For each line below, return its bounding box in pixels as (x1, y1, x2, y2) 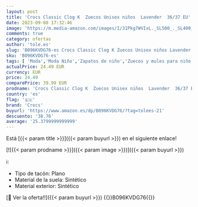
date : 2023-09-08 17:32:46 (6, 20, 72, 25)
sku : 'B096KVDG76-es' (6, 53, 60, 59)
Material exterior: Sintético (14, 183, 80, 190)
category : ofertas (6, 36, 51, 42)
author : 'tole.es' (6, 42, 51, 48)
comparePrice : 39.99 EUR (6, 80, 67, 86)
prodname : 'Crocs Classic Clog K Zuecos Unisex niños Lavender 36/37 (6, 86, 189, 92)
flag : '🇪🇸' (6, 96, 35, 102)
